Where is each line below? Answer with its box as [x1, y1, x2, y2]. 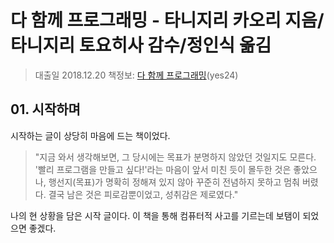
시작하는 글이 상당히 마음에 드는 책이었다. [10, 129, 171, 141]
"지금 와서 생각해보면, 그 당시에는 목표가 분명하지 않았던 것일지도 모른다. [34, 151, 317, 163]
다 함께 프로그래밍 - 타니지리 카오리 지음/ [10, 9, 325, 32]
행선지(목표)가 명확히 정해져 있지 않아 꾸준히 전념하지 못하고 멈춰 [48, 176, 300, 188]
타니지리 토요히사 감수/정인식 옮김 [10, 34, 272, 57]
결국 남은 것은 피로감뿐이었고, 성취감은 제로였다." [48, 188, 239, 200]
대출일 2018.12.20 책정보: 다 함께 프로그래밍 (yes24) [34, 69, 239, 81]
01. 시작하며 [10, 101, 81, 118]
